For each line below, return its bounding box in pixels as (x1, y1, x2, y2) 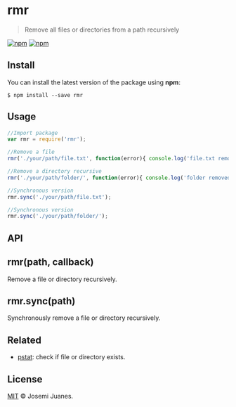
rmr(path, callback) (7, 256, 94, 269)
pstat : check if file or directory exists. (17, 353, 126, 361)
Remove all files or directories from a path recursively (24, 25, 180, 34)
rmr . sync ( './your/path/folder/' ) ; (7, 213, 109, 220)
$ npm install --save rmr (7, 91, 83, 98)
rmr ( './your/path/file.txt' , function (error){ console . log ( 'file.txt (7, 155, 216, 162)
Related (7, 334, 42, 346)
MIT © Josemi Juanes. (7, 392, 74, 400)
